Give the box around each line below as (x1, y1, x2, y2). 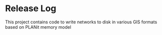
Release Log (5, 3, 57, 14)
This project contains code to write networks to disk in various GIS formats (5, 19, 157, 25)
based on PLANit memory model (5, 24, 72, 30)
